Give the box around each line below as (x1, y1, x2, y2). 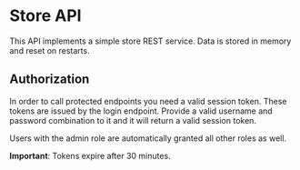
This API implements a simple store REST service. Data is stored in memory (9, 35, 292, 46)
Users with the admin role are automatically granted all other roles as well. (9, 133, 287, 144)
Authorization (9, 72, 90, 87)
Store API (9, 5, 82, 26)
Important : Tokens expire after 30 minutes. (9, 150, 171, 161)
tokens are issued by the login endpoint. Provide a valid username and (9, 105, 273, 116)
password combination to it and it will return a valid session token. (9, 115, 257, 125)
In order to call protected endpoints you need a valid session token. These (9, 95, 287, 106)
